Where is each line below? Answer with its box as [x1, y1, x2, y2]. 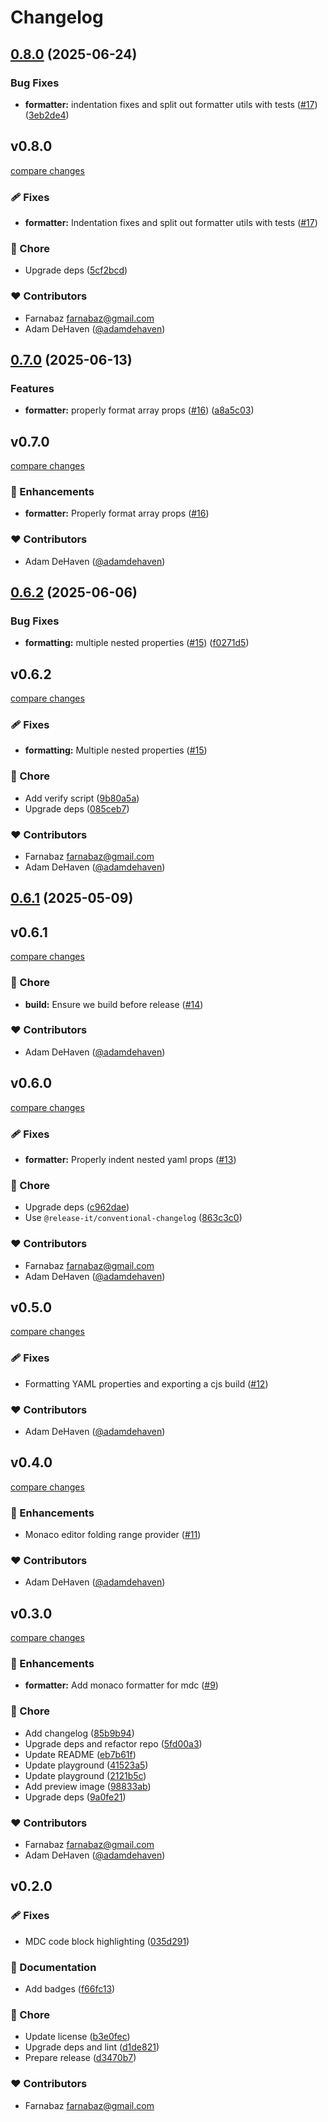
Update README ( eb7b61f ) [24, 1748, 137, 1760]
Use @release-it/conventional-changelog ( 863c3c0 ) [24, 1212, 243, 1224]
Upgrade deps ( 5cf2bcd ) [24, 264, 128, 276]
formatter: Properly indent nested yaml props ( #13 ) [24, 1153, 237, 1165]
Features [10, 381, 55, 395]
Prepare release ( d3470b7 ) [24, 2052, 137, 2064]
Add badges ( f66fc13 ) [24, 1983, 116, 1995]
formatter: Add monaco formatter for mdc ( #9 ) [24, 1679, 219, 1691]
